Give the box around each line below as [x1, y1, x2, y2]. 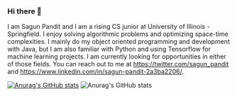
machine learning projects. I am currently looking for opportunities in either [7, 52, 227, 61]
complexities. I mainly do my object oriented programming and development [7, 37, 231, 46]
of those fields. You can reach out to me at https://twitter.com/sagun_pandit [7, 60, 229, 68]
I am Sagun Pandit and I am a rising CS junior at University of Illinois [7, 23, 206, 31]
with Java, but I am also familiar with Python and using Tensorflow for [7, 45, 211, 54]
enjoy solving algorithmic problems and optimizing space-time [45, 30, 228, 38]
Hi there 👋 [7, 6, 43, 16]
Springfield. [7, 30, 41, 38]
